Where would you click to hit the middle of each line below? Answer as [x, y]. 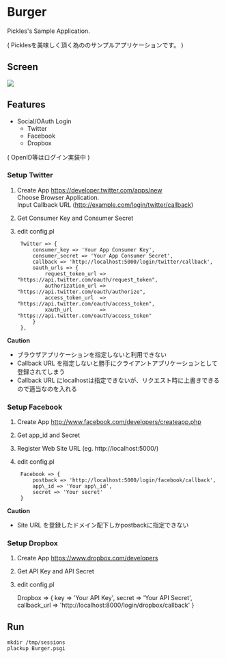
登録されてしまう [41, 371]
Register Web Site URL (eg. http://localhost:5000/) [88, 449]
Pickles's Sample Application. [48, 31]
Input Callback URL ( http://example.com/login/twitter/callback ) [105, 204]
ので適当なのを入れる [47, 388]
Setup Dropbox [32, 543]
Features [26, 104]
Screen [23, 67]
